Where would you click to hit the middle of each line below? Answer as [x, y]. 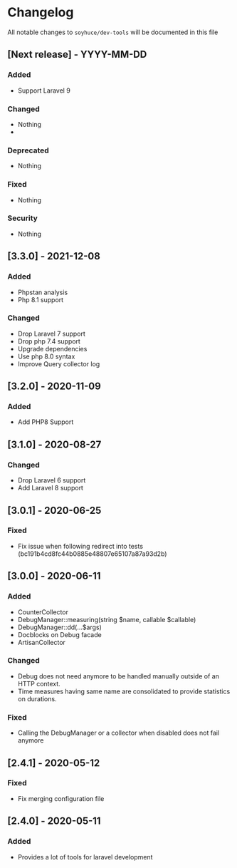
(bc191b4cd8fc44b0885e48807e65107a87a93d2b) [92, 554]
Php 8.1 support [41, 299]
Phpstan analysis [43, 292]
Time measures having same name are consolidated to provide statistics [124, 691]
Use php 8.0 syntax [46, 356]
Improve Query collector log [59, 363]
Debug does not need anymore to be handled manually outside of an [118, 676]
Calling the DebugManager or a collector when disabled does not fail [118, 733]
